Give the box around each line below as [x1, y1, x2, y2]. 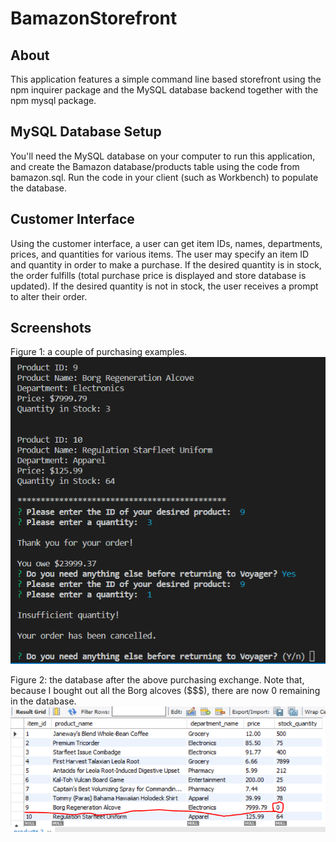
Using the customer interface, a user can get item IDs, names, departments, [10, 237, 323, 249]
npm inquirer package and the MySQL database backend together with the [10, 84, 319, 96]
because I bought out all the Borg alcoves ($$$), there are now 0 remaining [10, 685, 321, 697]
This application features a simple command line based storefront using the [10, 73, 322, 85]
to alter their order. [10, 290, 88, 302]
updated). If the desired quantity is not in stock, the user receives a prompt [10, 280, 319, 292]
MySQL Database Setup [10, 123, 162, 141]
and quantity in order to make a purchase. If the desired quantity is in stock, [10, 258, 322, 271]
